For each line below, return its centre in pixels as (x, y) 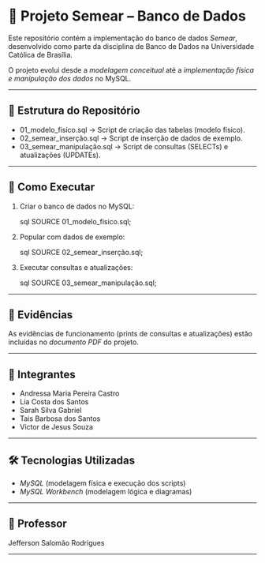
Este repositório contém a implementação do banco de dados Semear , (123, 38)
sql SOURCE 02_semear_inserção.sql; (81, 252)
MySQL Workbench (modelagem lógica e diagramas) (106, 492)
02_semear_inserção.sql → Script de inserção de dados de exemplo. (131, 138)
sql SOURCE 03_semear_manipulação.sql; (88, 283)
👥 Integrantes (42, 374)
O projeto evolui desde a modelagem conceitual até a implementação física (131, 69)
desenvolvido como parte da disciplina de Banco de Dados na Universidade (131, 46)
